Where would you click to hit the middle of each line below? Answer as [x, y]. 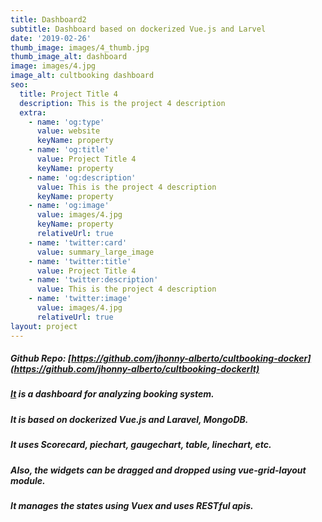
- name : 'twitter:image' [80, 299]
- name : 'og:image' [69, 206]
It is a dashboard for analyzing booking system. [112, 394]
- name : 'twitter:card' [78, 242]
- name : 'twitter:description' [93, 280]
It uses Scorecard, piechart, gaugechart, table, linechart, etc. [141, 445]
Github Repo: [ [41, 358]
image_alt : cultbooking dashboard [82, 76]
